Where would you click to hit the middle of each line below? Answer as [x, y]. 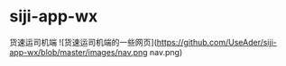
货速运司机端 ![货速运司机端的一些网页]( [83, 42]
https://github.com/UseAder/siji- [217, 42]
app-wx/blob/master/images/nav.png [78, 52]
